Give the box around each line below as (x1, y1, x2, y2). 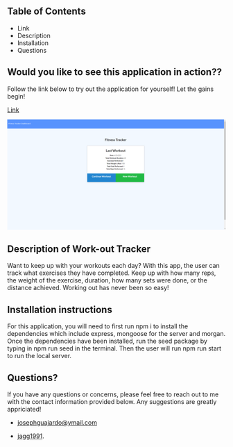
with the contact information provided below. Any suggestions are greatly (7, 398, 217, 406)
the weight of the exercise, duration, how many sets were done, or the (7, 276, 208, 285)
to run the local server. (7, 352, 71, 360)
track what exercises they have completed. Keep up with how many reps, (7, 269, 216, 277)
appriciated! (7, 405, 42, 414)
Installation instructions (7, 303, 112, 315)
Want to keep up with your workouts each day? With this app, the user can (7, 262, 220, 270)
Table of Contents (7, 6, 87, 17)
